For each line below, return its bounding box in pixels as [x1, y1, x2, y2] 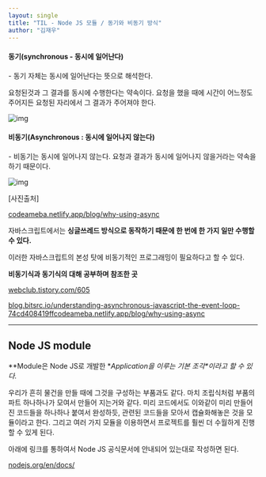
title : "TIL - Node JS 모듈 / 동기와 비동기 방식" [8, 19, 162, 27]
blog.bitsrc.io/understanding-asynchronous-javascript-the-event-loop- [8, 300, 241, 309]
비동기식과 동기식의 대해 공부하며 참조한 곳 [8, 269, 139, 278]
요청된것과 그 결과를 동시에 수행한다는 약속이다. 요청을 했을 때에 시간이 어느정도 [8, 88, 253, 97]
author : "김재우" [8, 26, 61, 34]
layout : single [8, 11, 59, 20]
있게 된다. [25, 427, 55, 437]
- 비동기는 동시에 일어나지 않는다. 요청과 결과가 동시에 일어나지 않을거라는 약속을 [8, 151, 256, 161]
